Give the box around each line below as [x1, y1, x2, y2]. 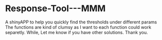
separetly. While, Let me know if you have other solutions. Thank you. [5, 29, 148, 35]
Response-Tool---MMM [5, 3, 106, 14]
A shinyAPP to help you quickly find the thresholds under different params [5, 19, 157, 25]
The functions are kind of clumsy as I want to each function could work [5, 24, 152, 30]
